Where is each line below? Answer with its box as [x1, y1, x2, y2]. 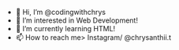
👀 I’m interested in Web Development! [15, 16, 138, 25]
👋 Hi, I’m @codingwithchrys [15, 8, 106, 16]
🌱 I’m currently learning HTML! [15, 24, 116, 33]
